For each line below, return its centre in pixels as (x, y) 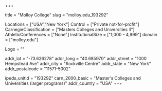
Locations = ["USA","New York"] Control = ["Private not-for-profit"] (72, 24)
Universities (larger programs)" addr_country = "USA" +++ (64, 83)
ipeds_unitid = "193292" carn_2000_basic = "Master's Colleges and (73, 78)
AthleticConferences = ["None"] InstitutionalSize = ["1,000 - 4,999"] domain (81, 35)
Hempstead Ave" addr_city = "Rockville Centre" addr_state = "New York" (78, 64)
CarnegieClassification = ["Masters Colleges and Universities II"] (70, 29)
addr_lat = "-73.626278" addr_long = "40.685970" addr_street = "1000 (76, 58)
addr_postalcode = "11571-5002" (38, 69)
